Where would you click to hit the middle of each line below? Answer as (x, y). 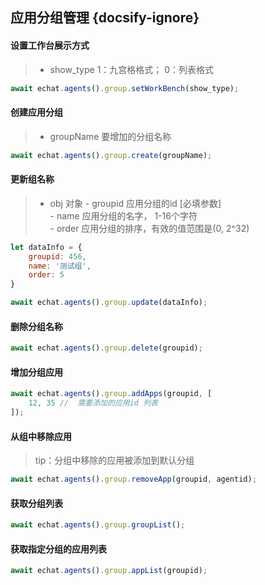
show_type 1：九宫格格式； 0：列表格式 (132, 69)
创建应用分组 (36, 112)
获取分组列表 (36, 503)
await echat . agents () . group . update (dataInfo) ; (109, 303)
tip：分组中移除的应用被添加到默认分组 (114, 460)
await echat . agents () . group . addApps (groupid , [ (111, 394)
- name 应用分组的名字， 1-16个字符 (123, 215)
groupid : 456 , (57, 256)
